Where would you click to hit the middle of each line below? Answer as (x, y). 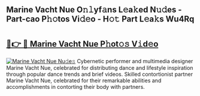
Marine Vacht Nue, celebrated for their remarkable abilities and (84, 80)
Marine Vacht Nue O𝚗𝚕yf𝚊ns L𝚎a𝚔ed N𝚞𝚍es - (94, 10)
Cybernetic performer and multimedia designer (135, 61)
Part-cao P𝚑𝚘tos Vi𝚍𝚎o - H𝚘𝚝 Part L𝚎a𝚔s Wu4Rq (100, 19)
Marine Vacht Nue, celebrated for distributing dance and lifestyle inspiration (100, 68)
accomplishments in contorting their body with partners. (75, 87)
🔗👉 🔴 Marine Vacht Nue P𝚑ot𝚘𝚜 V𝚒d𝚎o (82, 44)
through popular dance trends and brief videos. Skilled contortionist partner (100, 74)
